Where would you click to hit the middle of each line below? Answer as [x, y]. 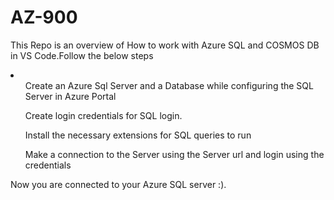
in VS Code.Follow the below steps [82, 55]
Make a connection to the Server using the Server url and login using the [174, 154]
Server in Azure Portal [70, 96]
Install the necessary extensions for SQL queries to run [138, 135]
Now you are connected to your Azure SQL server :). [118, 184]
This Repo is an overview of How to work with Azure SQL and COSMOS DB [165, 45]
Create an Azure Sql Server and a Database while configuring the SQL [169, 85]
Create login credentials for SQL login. [103, 115]
